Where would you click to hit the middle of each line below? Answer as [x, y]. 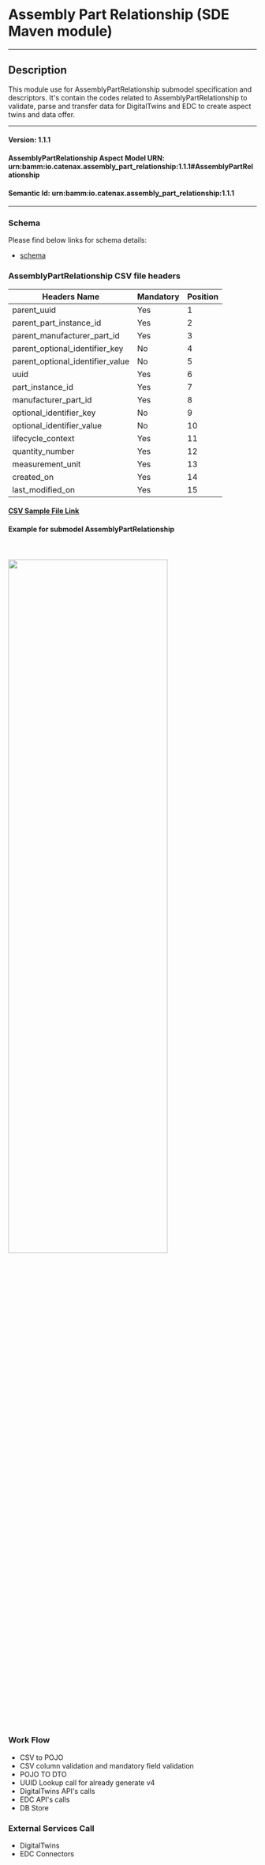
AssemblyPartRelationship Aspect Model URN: [87, 158]
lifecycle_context [43, 438]
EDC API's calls [45, 1799]
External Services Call [51, 1828]
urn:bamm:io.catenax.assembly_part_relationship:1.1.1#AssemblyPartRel [131, 166]
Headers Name [71, 296]
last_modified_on [43, 489]
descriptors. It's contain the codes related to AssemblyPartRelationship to [128, 97]
